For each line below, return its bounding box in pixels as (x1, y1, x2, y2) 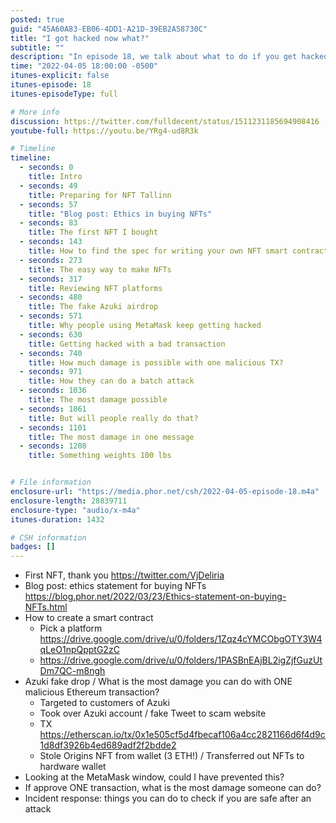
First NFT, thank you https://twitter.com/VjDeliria (24, 569, 225, 581)
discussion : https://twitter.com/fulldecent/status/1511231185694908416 (10, 116, 320, 126)
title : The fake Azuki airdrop (28, 302, 159, 312)
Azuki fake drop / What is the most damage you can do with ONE (24, 676, 293, 688)
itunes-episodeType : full (10, 89, 118, 99)
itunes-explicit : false (10, 71, 110, 81)
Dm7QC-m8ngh (39, 665, 106, 677)
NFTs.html (24, 601, 68, 613)
